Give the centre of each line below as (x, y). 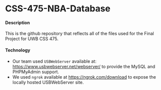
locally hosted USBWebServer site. (48, 82)
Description (18, 22)
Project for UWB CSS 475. (32, 39)
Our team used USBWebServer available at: (54, 61)
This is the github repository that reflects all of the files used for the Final (80, 34)
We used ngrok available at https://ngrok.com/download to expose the (84, 77)
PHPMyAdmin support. (36, 72)
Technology (18, 50)
